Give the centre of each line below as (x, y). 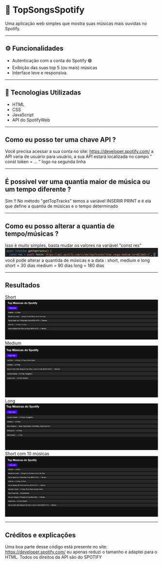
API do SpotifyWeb (31, 120)
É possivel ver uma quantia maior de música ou (78, 181)
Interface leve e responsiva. (40, 73)
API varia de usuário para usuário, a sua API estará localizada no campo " (79, 157)
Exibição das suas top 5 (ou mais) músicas (55, 67)
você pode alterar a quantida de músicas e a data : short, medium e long (78, 260)
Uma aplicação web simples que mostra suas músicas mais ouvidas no (76, 23)
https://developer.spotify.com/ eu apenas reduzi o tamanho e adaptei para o (81, 552)
